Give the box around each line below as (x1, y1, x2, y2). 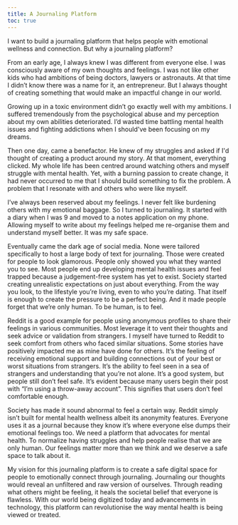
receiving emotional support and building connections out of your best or (7, 354, 222, 363)
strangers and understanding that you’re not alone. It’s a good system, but (7, 369, 225, 378)
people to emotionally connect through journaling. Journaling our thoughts (7, 472, 226, 481)
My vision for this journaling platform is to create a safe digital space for (7, 464, 218, 474)
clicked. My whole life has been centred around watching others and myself (7, 161, 229, 170)
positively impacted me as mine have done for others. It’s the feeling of (7, 346, 215, 355)
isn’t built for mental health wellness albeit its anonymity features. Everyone (7, 413, 229, 422)
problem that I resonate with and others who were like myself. (7, 184, 188, 192)
